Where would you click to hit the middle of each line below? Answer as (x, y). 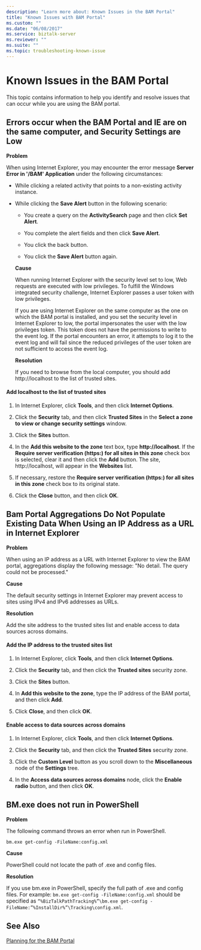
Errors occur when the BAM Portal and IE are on (97, 123)
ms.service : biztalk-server (41, 34)
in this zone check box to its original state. (67, 483)
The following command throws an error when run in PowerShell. (86, 831)
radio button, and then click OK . (54, 786)
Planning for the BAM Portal (40, 940)
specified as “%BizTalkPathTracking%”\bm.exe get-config (77, 901)
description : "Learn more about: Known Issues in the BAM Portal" (91, 12)
